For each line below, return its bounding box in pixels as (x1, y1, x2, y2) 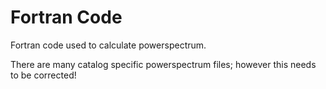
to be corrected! (10, 69, 77, 81)
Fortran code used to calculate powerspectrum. (10, 39, 207, 51)
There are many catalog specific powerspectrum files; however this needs (10, 58, 317, 70)
